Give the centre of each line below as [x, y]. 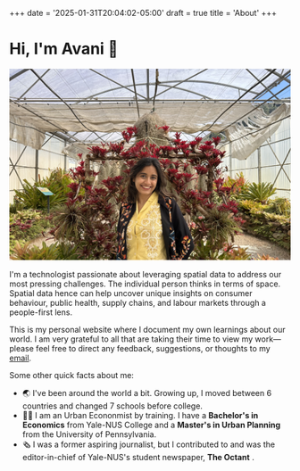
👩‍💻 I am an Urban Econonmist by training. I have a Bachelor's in [140, 415]
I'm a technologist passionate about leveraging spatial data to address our [146, 274]
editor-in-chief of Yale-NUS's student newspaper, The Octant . [138, 457]
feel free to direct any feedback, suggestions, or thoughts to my [153, 348]
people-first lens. [41, 312]
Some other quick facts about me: [71, 375]
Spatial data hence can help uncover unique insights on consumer [131, 293]
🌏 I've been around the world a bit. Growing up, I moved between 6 [147, 392]
